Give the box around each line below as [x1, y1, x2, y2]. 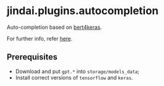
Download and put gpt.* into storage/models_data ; [15, 68, 140, 75]
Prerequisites [7, 52, 58, 62]
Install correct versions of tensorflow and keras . [15, 74, 133, 81]
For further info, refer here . [7, 35, 73, 42]
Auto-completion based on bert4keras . [7, 24, 102, 31]
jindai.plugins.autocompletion [7, 4, 159, 18]
